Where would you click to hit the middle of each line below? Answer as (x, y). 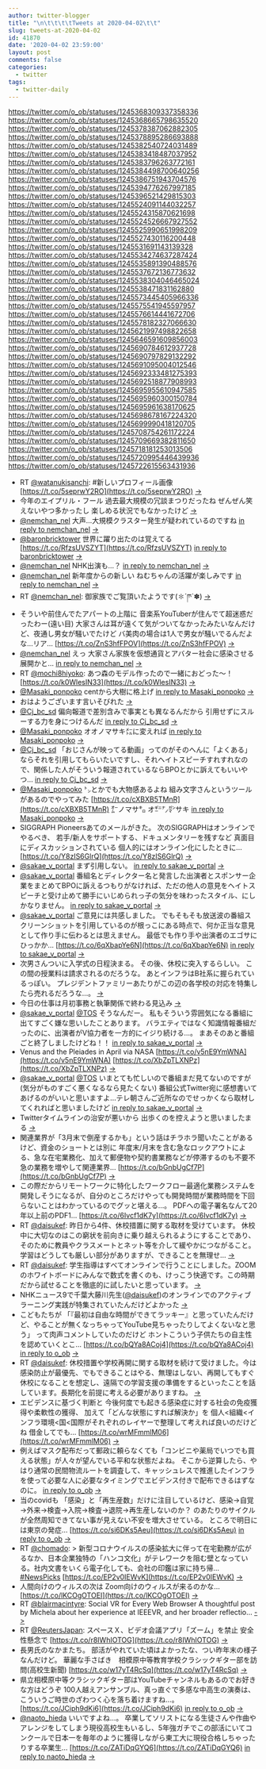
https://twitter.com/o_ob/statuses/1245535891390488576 (103, 263)
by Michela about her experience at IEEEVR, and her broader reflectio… (136, 1613)
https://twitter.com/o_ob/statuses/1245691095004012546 (103, 365)
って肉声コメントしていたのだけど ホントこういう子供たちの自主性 (144, 1335)
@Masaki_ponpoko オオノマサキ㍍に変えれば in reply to (110, 732)
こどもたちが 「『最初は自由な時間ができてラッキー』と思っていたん (130, 1315)
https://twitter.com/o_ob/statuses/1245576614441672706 (102, 314)
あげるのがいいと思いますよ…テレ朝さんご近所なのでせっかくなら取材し (137, 1098)
